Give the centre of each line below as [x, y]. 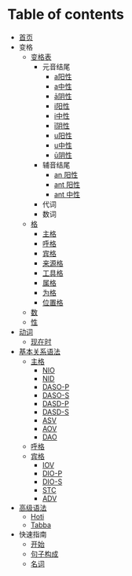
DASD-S [56, 412]
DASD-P [56, 403]
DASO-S [56, 395]
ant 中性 [67, 194]
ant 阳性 [67, 184]
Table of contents [66, 15]
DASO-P [56, 387]
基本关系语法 [39, 351]
